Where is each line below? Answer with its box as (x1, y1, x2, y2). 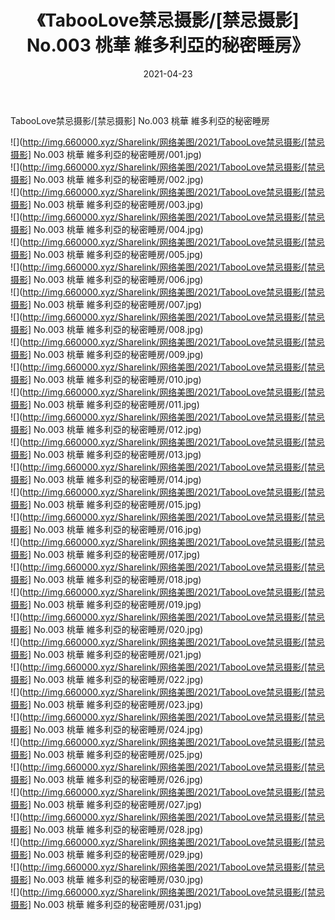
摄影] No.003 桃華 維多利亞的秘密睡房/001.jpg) (10, 148, 202, 160)
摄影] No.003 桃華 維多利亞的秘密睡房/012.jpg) (10, 423, 202, 435)
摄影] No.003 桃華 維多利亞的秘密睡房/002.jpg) (10, 173, 204, 185)
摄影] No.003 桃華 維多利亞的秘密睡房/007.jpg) (10, 298, 203, 310)
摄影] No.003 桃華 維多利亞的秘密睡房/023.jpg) (10, 698, 204, 710)
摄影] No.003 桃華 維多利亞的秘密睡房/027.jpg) (10, 798, 203, 810)
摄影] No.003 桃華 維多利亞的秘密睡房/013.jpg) (10, 448, 202, 460)
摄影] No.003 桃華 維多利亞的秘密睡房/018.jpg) (10, 573, 202, 585)
